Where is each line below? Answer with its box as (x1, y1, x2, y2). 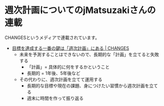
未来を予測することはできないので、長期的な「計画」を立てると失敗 (19, 51, 160, 57)
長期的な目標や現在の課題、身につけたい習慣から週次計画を (26, 82, 150, 88)
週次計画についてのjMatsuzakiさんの (4, 4, 156, 16)
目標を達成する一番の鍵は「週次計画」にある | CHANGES (11, 45, 130, 51)
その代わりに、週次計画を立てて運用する (19, 76, 103, 82)
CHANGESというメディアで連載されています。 (4, 34, 100, 40)
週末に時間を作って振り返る (26, 95, 84, 101)
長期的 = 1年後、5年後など (26, 70, 81, 76)
